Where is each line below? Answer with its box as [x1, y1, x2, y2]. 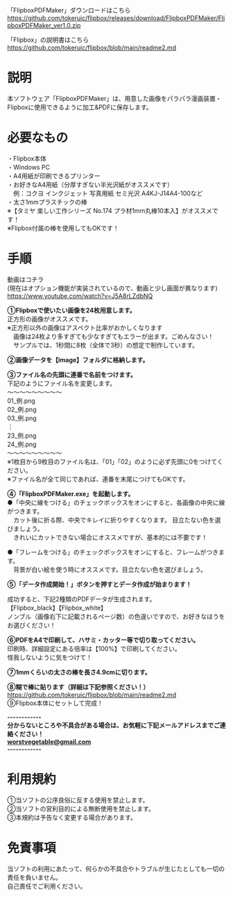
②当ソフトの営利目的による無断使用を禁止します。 [7, 804, 155, 813]
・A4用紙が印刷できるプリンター [7, 171, 101, 180]
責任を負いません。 [7, 873, 62, 882]
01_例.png [7, 396, 36, 405]
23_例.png [7, 431, 37, 440]
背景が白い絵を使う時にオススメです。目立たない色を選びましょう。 [12, 565, 207, 573]
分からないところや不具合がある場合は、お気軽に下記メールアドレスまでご [7, 721, 220, 729]
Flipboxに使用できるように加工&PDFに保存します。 [7, 103, 153, 111]
